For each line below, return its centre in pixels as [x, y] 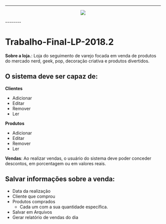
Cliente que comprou [34, 196]
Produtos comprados [34, 201]
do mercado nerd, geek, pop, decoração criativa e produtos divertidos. [77, 61]
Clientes [14, 88]
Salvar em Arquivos [32, 212]
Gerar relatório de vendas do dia [45, 217]
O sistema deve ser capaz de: [51, 76]
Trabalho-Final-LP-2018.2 [60, 42]
